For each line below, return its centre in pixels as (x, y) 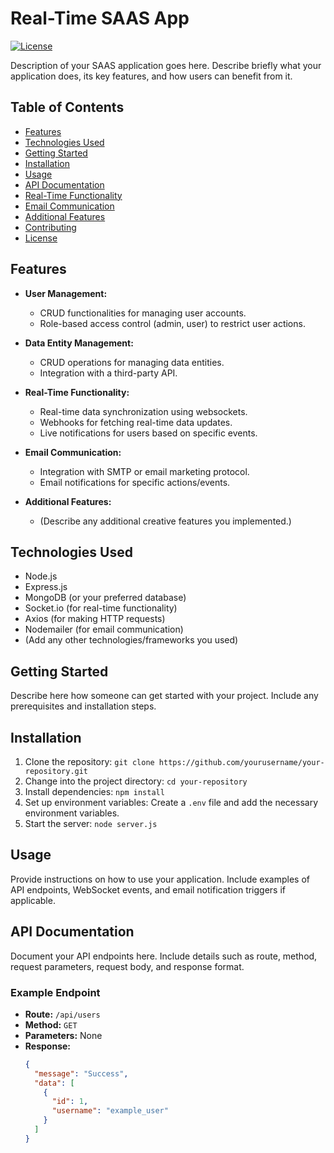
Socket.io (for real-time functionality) (101, 608)
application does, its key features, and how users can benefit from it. (151, 76)
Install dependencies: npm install (94, 791)
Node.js (41, 576)
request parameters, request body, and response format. (127, 966)
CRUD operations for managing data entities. (132, 362)
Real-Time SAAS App (100, 18)
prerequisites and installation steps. (83, 706)
